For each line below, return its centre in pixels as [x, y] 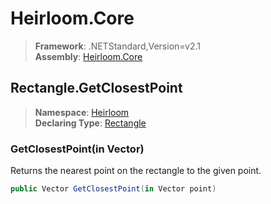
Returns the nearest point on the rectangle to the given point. [136, 171]
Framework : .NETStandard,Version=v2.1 [117, 46]
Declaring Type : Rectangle [90, 123]
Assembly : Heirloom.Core [88, 56]
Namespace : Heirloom [82, 112]
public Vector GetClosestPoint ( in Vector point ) [113, 189]
